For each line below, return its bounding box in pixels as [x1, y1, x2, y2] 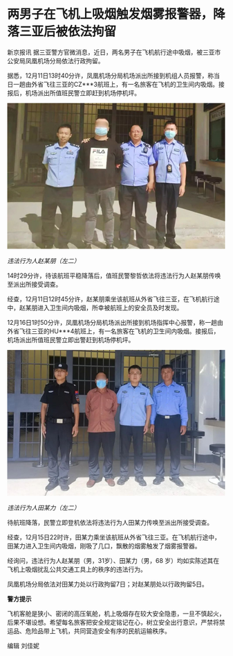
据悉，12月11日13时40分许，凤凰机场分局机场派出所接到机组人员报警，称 [7, 71, 214, 80]
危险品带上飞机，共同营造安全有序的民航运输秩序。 [25, 627, 171, 635]
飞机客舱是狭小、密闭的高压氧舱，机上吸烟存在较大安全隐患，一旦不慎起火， [7, 609, 225, 618]
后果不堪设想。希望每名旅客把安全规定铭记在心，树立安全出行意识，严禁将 [7, 619, 219, 627]
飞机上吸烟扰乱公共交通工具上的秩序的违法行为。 [7, 565, 147, 573]
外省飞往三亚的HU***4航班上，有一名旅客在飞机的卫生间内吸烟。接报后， [7, 327, 220, 335]
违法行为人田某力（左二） [7, 504, 80, 512]
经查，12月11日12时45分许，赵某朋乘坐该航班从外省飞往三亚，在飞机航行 [7, 295, 214, 303]
